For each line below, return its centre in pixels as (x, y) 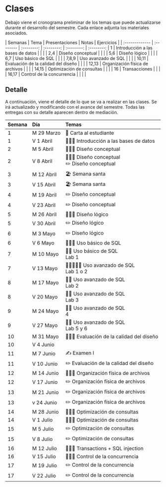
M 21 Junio (45, 392)
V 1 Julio (42, 420)
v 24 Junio (45, 403)
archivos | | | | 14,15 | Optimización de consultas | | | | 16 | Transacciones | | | (83, 69)
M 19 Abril (44, 195)
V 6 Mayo (43, 243)
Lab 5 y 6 (76, 328)
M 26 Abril (44, 214)
